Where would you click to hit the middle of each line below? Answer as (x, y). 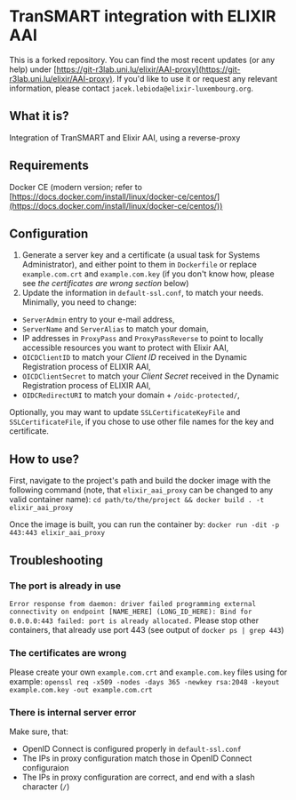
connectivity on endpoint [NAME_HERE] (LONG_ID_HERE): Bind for (131, 612)
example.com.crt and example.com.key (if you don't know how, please (148, 274)
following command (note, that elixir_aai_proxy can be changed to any (141, 490)
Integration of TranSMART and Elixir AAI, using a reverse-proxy (125, 137)
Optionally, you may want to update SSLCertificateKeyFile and (125, 412)
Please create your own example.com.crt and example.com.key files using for (148, 672)
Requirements (49, 166)
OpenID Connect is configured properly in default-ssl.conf (132, 749)
